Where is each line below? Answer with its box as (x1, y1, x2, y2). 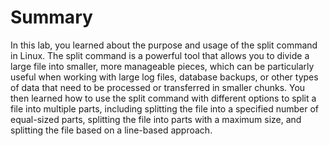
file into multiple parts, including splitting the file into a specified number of (10, 102, 320, 115)
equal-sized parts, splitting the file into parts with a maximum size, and (10, 113, 302, 125)
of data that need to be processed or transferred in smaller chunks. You (10, 81, 306, 93)
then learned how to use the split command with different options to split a (10, 92, 317, 104)
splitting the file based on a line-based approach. (10, 124, 213, 136)
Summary (10, 6, 93, 29)
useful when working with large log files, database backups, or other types (10, 71, 319, 83)
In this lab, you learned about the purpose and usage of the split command (10, 39, 318, 51)
